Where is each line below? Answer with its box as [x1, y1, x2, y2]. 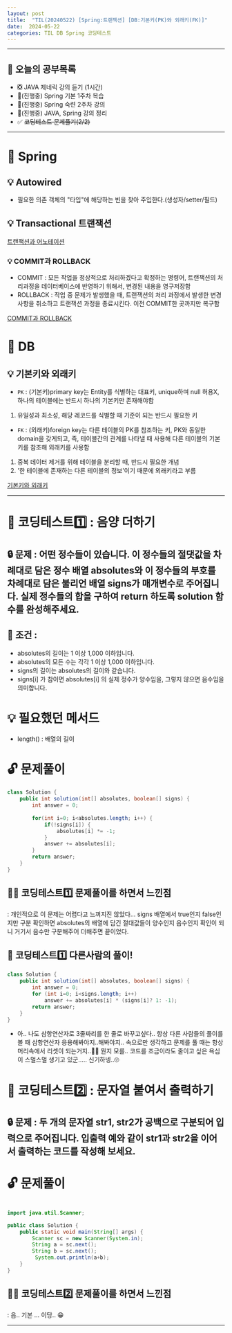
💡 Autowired [7, 176, 62, 188]
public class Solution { [7, 1222, 79, 1229]
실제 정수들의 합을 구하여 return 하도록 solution [20, 590, 213, 602]
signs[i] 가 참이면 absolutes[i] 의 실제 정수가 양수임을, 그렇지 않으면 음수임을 [17, 674, 224, 683]
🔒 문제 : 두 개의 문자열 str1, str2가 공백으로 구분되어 [7, 1116, 214, 1129]
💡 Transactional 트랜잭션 [7, 217, 112, 229]
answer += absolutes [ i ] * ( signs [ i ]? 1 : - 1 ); [43, 996, 177, 1004]
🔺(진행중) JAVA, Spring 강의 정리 [17, 109, 108, 118]
